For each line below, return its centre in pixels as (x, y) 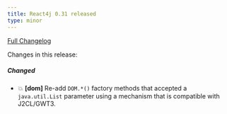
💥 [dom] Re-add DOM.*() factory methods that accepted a (102, 89)
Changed (21, 71)
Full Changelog (29, 40)
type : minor (25, 21)
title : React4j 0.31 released (52, 14)
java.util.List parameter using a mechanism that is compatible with (119, 96)
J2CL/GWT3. (37, 104)
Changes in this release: (42, 55)
